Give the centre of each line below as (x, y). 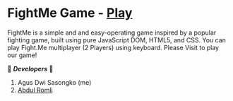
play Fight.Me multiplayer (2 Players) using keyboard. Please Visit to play (113, 47)
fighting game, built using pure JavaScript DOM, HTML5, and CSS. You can (116, 40)
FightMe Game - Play (70, 13)
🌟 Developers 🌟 (30, 69)
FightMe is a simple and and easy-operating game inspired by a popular (112, 32)
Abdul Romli (35, 90)
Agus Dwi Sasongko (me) (54, 82)
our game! (22, 55)
